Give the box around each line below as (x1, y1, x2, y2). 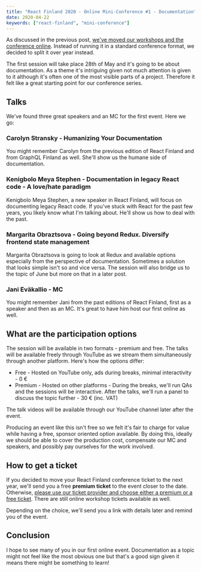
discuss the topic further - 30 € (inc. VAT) (14, 394, 118, 402)
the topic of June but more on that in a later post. (6, 270, 127, 278)
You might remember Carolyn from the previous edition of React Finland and (6, 148, 194, 155)
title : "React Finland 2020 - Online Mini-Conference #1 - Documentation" (6, 8, 197, 15)
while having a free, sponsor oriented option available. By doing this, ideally (6, 430, 193, 438)
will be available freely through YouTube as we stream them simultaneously (6, 351, 192, 359)
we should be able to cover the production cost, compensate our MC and (6, 437, 187, 444)
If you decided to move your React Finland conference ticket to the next (6, 476, 183, 483)
